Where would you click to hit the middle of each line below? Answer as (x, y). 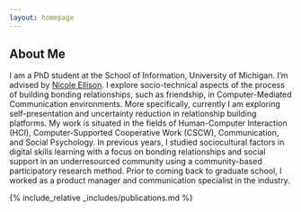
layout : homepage (42, 18)
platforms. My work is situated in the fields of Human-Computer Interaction (148, 123)
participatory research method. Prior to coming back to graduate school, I (146, 171)
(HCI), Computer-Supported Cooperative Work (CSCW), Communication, (144, 133)
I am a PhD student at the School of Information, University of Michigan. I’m (149, 75)
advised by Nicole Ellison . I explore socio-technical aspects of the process (147, 85)
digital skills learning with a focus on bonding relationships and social (137, 152)
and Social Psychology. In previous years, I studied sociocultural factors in (147, 142)
